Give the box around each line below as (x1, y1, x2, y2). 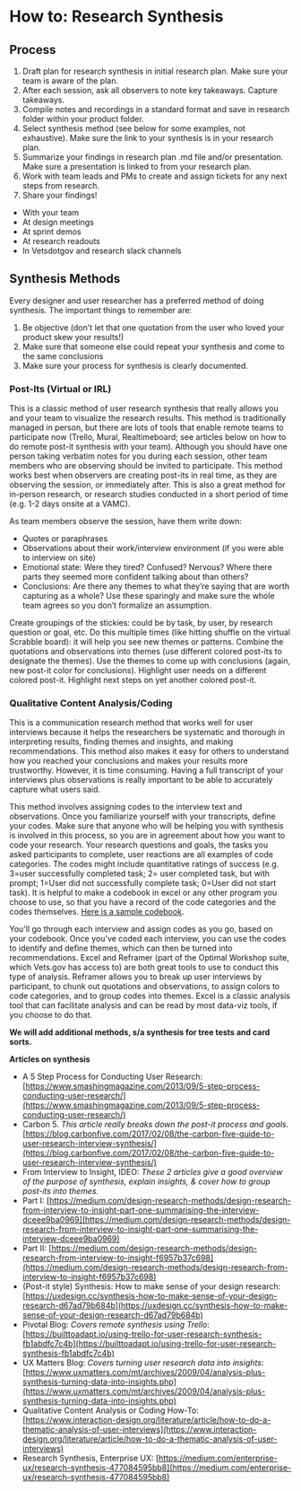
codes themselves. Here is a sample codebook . (9, 907, 185, 917)
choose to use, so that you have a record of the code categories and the (9, 897, 276, 908)
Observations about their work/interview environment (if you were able (21, 543, 284, 554)
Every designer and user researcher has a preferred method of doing (9, 294, 264, 306)
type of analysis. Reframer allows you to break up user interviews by (9, 971, 262, 982)
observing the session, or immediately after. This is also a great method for (9, 479, 286, 490)
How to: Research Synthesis (9, 6, 224, 27)
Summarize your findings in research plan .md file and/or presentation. (21, 152, 284, 162)
